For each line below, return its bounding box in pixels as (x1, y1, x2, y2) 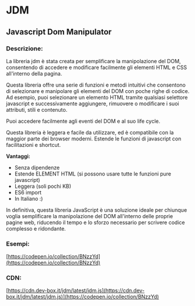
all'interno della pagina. (6, 70, 62, 77)
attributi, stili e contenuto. (6, 106, 68, 113)
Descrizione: (6, 44, 43, 53)
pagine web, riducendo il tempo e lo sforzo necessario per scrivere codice (6, 219, 185, 226)
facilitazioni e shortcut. (6, 141, 61, 148)
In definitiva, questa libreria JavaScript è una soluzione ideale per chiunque (6, 206, 187, 214)
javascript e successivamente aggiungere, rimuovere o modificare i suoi (6, 100, 179, 107)
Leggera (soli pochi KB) (14, 183, 72, 190)
